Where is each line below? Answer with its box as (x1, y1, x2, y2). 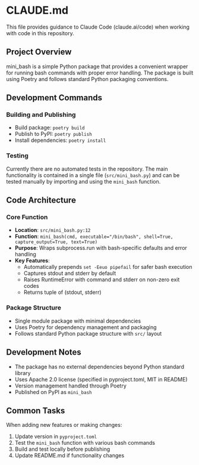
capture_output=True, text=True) (14, 239, 98, 245)
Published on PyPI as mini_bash (14, 388, 92, 395)
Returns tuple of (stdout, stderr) (23, 289, 102, 296)
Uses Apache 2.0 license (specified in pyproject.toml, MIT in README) (14, 376, 188, 383)
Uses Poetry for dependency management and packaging (14, 323, 157, 331)
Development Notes (6, 347, 81, 358)
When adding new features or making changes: (6, 421, 122, 429)
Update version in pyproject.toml (14, 433, 97, 440)
